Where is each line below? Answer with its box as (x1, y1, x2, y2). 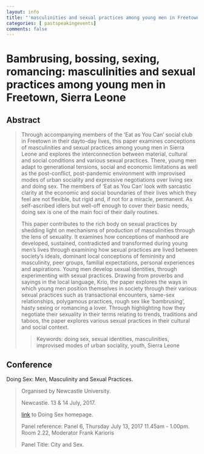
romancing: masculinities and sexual (6, 65, 196, 79)
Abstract (6, 115, 41, 125)
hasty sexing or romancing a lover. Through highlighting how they (21, 304, 186, 312)
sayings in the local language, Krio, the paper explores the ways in (21, 278, 188, 286)
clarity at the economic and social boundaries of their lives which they (21, 189, 197, 196)
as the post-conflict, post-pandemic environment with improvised (21, 170, 186, 177)
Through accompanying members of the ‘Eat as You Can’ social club (21, 131, 193, 139)
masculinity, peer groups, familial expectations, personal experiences (21, 259, 195, 266)
